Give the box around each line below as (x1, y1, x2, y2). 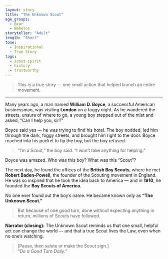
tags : (5, 54, 16, 59)
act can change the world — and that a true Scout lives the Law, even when (5, 228, 161, 233)
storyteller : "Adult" (5, 31, 50, 36)
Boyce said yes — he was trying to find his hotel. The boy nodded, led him (5, 127, 158, 133)
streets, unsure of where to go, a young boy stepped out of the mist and (5, 112, 153, 118)
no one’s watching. (5, 233, 44, 239)
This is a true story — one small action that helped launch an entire (17, 82, 155, 88)
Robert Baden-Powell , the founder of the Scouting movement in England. (5, 172, 156, 178)
